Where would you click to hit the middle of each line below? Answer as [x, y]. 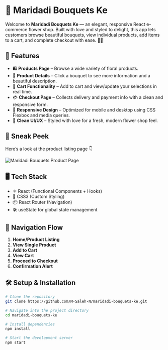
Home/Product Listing [36, 240]
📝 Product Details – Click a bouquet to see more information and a [81, 75]
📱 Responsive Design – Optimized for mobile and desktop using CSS [84, 109]
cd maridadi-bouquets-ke [31, 315]
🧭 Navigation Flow [34, 227]
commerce [16, 29]
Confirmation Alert [32, 266]
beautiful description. [34, 81]
